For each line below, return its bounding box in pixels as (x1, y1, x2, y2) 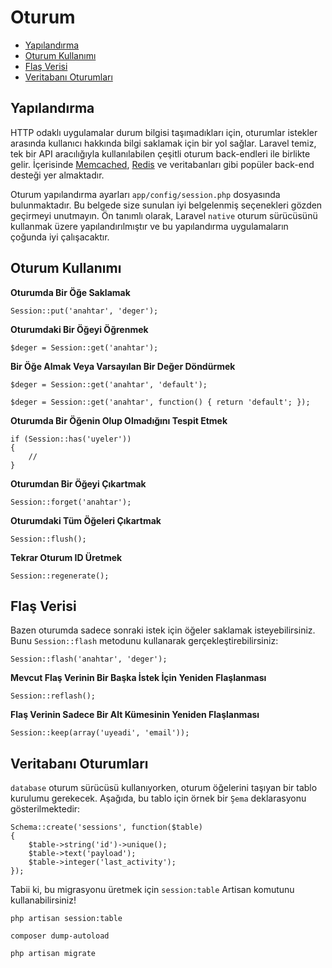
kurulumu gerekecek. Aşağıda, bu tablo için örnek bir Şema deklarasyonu (10, 792, 307, 805)
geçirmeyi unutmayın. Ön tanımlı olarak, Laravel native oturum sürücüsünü (10, 209, 318, 221)
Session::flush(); (10, 534, 87, 544)
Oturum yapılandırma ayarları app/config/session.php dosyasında (10, 188, 281, 200)
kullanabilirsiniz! (10, 894, 77, 906)
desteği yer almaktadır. (10, 169, 105, 181)
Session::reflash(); (10, 691, 97, 701)
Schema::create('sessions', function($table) (10, 822, 203, 833)
